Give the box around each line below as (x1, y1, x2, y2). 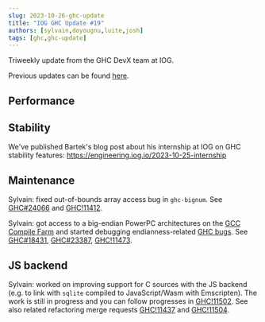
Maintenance (8, 173, 75, 187)
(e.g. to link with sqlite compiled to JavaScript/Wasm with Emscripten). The (8, 288, 258, 298)
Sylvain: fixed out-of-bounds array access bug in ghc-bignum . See (8, 195, 223, 204)
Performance (8, 94, 75, 107)
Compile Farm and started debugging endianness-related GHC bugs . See (8, 227, 248, 237)
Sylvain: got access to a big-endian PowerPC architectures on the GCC (8, 219, 240, 228)
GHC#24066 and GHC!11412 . (8, 204, 103, 213)
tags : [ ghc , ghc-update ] (8, 33, 87, 42)
